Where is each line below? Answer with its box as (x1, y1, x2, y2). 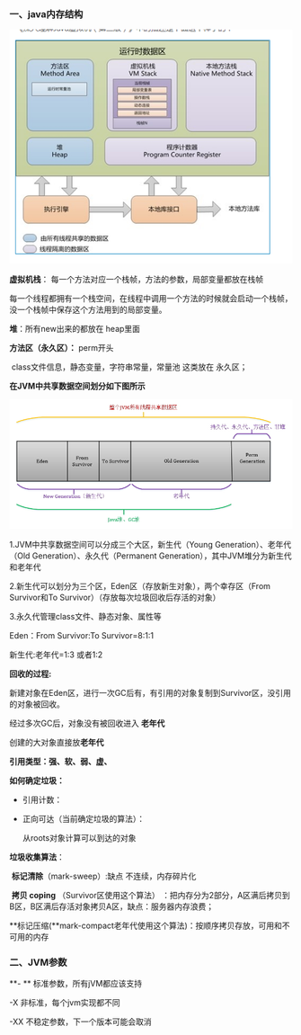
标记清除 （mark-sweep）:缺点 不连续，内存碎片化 (11, 870, 197, 881)
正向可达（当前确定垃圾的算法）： (22, 813, 146, 824)
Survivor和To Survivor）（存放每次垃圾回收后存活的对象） (9, 592, 221, 602)
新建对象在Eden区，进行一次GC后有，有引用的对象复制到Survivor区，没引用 (9, 687, 292, 698)
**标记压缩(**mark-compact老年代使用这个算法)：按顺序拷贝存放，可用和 (9, 920, 283, 931)
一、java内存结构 (9, 7, 84, 20)
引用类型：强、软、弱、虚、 (9, 755, 112, 766)
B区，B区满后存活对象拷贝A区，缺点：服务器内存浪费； (9, 901, 214, 912)
